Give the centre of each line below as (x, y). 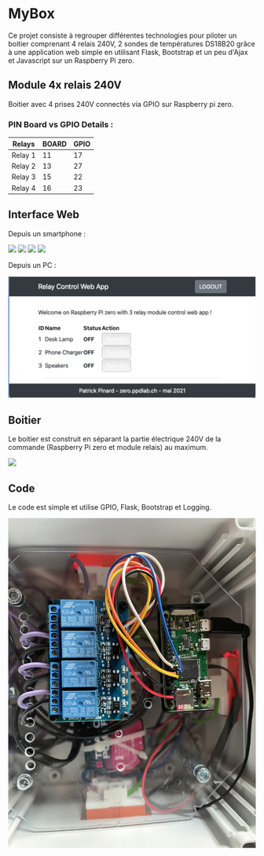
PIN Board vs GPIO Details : (61, 124)
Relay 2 (24, 166)
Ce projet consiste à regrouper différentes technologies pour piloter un (123, 35)
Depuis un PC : (32, 265)
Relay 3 (24, 177)
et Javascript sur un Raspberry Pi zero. (71, 60)
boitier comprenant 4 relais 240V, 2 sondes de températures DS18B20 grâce (132, 43)
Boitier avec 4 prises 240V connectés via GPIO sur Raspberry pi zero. (121, 104)
